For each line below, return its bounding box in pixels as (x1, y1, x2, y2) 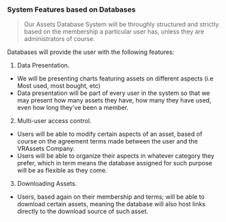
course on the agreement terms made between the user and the (16, 137, 199, 145)
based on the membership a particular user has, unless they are (23, 27, 204, 36)
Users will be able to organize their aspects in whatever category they (16, 152, 214, 160)
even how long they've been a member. (16, 104, 129, 112)
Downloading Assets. (16, 180, 77, 188)
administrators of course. (23, 35, 96, 43)
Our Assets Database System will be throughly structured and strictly (23, 20, 219, 29)
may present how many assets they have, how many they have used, (16, 96, 212, 105)
